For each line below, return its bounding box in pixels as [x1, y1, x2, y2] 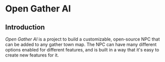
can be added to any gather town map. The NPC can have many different [5, 41, 157, 47]
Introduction [5, 23, 45, 31]
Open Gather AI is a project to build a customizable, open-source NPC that [5, 36, 160, 42]
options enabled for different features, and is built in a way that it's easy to [5, 47, 159, 52]
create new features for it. [5, 52, 59, 58]
